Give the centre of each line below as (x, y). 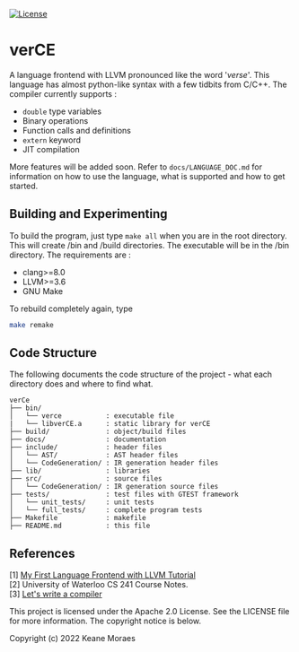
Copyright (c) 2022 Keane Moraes (73, 639)
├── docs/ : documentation (88, 439)
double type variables (62, 111)
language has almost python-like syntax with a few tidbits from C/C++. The (148, 84)
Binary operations (55, 120)
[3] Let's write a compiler (56, 594)
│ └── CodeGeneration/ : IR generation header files (114, 463)
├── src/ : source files (86, 479)
